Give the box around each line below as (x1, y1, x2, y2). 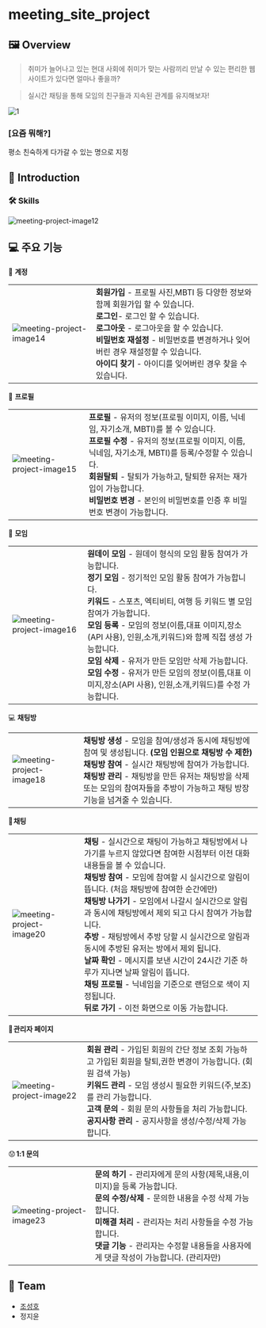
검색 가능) (96, 1067, 131, 1078)
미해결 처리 (94, 1216, 134, 1227)
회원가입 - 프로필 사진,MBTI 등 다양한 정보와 (96, 287, 252, 298)
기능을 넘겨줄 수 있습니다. (82, 794, 173, 805)
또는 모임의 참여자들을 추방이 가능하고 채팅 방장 (82, 782, 249, 793)
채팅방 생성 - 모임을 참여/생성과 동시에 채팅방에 (82, 735, 251, 746)
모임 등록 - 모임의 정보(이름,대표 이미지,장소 (86, 620, 242, 631)
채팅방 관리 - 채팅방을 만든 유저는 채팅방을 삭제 (82, 770, 249, 781)
